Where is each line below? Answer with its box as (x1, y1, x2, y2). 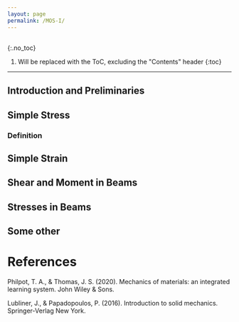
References (7, 254, 77, 270)
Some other (7, 226, 60, 238)
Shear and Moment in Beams (7, 176, 138, 189)
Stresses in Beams (7, 201, 92, 213)
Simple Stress (7, 109, 70, 121)
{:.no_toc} (7, 44, 36, 52)
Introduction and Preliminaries (7, 85, 145, 97)
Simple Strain (7, 152, 68, 164)
